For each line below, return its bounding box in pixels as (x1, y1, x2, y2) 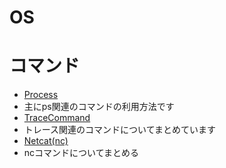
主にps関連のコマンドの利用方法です (23, 101, 175, 113)
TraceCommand (23, 112, 91, 124)
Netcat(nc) (23, 135, 69, 147)
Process (23, 89, 59, 101)
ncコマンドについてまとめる (23, 147, 139, 159)
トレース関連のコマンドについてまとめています (23, 124, 216, 136)
